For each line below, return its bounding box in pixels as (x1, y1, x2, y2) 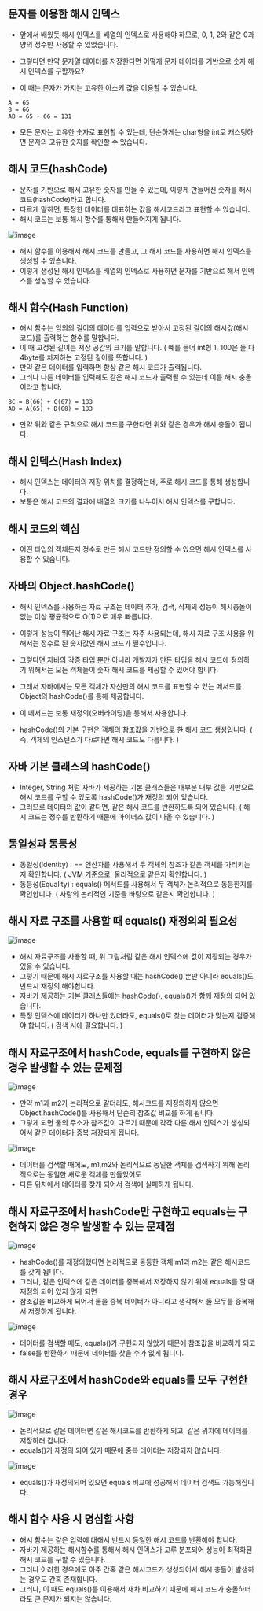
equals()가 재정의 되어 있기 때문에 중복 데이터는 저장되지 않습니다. (19, 1445, 222, 1454)
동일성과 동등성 (8, 837, 78, 851)
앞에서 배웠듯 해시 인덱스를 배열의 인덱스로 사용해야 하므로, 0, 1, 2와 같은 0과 (19, 30, 255, 39)
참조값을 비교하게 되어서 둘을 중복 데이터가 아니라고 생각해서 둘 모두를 (19, 1296, 234, 1306)
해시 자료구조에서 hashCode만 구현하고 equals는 (8, 1205, 236, 1218)
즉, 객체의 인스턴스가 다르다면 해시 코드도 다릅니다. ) (19, 734, 179, 744)
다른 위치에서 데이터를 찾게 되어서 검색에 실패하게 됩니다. (19, 1180, 194, 1189)
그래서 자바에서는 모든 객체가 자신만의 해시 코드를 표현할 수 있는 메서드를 (19, 682, 242, 691)
